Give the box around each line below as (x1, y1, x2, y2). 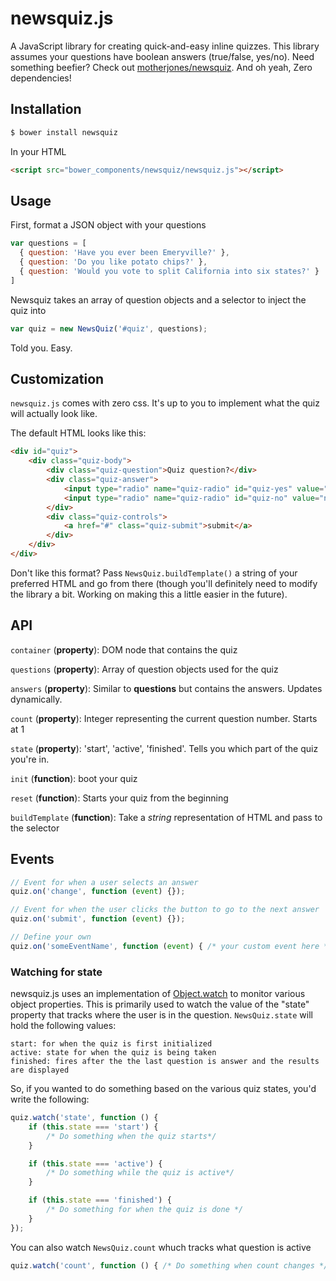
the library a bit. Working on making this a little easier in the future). (10, 588, 288, 600)
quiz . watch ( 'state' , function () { (10, 1113, 159, 1123)
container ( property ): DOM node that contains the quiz (10, 643, 238, 656)
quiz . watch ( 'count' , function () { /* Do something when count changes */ (10, 1260, 329, 1271)
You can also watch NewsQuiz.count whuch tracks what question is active (10, 1241, 312, 1253)
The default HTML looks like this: (10, 427, 147, 439)
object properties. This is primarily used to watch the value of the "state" (10, 998, 310, 1011)
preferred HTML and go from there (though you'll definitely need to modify (10, 577, 318, 589)
